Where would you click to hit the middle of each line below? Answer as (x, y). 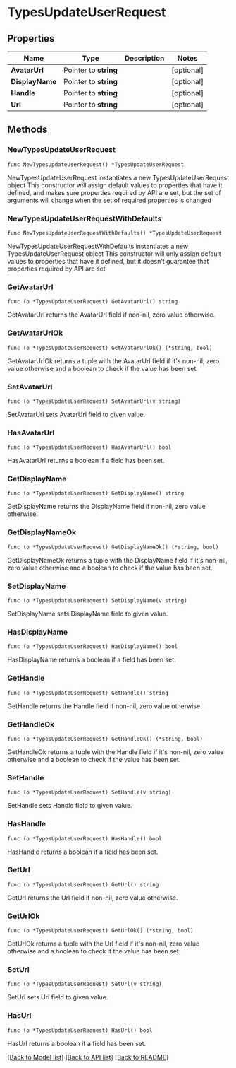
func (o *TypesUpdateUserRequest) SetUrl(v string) (85, 984)
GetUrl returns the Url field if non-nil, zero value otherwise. (93, 898)
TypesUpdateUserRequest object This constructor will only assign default (114, 253)
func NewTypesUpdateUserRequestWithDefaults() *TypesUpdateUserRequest (114, 233)
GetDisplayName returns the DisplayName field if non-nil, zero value (106, 507)
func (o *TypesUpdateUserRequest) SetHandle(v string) (89, 792)
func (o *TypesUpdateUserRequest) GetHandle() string (88, 693)
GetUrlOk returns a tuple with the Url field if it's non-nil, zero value (104, 944)
